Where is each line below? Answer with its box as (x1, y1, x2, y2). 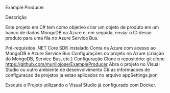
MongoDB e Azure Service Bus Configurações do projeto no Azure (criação (5, 51, 164, 56)
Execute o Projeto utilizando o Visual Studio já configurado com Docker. (5, 82, 157, 88)
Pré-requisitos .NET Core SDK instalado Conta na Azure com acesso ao (5, 45, 156, 51)
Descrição (5, 14, 27, 20)
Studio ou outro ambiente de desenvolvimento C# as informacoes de (5, 66, 150, 73)
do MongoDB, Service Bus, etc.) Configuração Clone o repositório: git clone (5, 56, 165, 62)
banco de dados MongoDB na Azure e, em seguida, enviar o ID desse (5, 30, 152, 35)
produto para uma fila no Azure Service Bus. (5, 35, 99, 41)
